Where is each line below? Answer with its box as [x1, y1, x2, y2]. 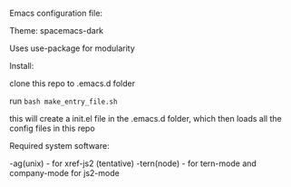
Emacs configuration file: [9, 8, 102, 18]
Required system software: [9, 141, 111, 151]
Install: [9, 61, 34, 71]
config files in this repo [9, 123, 95, 133]
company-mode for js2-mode [9, 168, 120, 178]
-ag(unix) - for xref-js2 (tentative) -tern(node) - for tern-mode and [9, 158, 257, 169]
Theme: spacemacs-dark [9, 25, 104, 35]
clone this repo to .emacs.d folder [9, 78, 136, 89]
